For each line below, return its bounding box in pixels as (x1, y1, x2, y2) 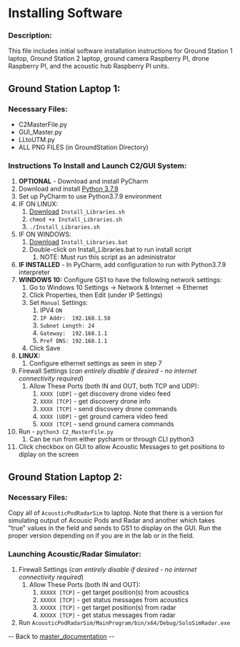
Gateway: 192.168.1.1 (39, 330, 108, 337)
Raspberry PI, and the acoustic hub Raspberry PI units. (8, 62, 170, 71)
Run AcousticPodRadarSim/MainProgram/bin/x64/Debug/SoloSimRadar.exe (18, 618, 231, 627)
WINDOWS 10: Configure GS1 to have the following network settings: (18, 276, 222, 284)
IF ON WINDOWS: (18, 230, 71, 239)
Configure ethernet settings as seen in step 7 (29, 359, 163, 368)
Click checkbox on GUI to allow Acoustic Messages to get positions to (18, 443, 225, 451)
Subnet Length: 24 (39, 323, 95, 330)
